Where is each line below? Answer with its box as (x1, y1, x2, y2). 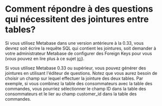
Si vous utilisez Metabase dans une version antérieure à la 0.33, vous (5, 40, 144, 46)
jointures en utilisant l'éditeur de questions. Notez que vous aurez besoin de (5, 70, 158, 76)
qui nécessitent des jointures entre (5, 14, 149, 25)
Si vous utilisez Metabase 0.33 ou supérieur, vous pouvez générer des (5, 65, 146, 71)
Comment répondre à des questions (5, 3, 153, 15)
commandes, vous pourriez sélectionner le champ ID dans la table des (5, 86, 146, 91)
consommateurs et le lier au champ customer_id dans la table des (5, 91, 137, 97)
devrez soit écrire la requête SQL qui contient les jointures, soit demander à (5, 45, 157, 51)
